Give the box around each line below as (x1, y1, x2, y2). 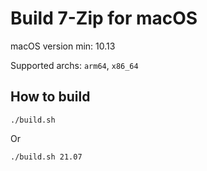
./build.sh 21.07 (10, 152, 83, 162)
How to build (10, 88, 91, 106)
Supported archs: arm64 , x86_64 (10, 59, 139, 71)
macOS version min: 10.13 (10, 40, 116, 52)
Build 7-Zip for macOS (10, 7, 198, 30)
